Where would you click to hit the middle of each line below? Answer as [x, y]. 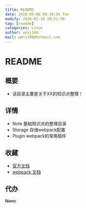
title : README [20, 10]
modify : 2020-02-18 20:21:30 [35, 19]
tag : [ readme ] [20, 23]
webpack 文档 [26, 172]
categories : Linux [24, 28]
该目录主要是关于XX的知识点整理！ [47, 94]
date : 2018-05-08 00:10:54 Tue [37, 14]
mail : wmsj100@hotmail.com [33, 37]
